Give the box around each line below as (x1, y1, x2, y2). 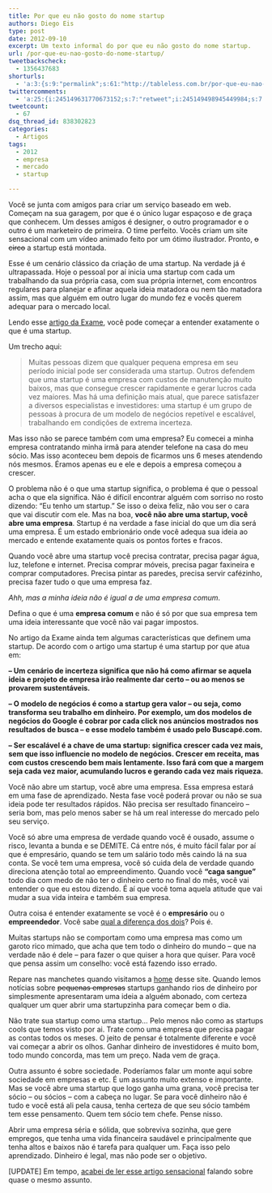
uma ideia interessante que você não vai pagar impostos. (8, 618, 199, 627)
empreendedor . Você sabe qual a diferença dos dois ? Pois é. (8, 917, 213, 926)
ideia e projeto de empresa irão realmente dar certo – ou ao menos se (8, 674, 245, 684)
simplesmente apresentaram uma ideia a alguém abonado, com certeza (8, 992, 248, 1001)
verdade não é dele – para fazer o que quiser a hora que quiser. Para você (8, 950, 256, 959)
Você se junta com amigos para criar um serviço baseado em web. (8, 200, 232, 209)
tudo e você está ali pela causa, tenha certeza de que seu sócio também (8, 1100, 251, 1110)
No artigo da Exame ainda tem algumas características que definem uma (8, 633, 251, 642)
